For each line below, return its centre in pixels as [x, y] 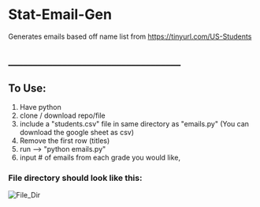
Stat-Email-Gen [60, 15]
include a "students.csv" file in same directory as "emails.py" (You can [134, 124]
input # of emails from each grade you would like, [100, 158]
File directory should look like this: [75, 178]
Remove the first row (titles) [65, 141]
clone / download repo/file [63, 115]
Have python [40, 107]
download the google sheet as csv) [77, 133]
